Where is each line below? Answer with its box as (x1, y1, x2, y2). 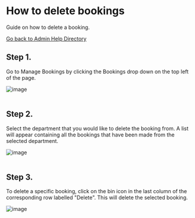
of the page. (6, 74, 36, 81)
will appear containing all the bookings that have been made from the (6, 131, 175, 138)
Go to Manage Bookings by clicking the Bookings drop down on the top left (6, 68, 189, 75)
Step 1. (6, 52, 32, 63)
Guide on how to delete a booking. (6, 24, 90, 31)
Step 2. (6, 109, 34, 119)
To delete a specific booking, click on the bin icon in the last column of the (6, 188, 187, 195)
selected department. (6, 137, 58, 144)
